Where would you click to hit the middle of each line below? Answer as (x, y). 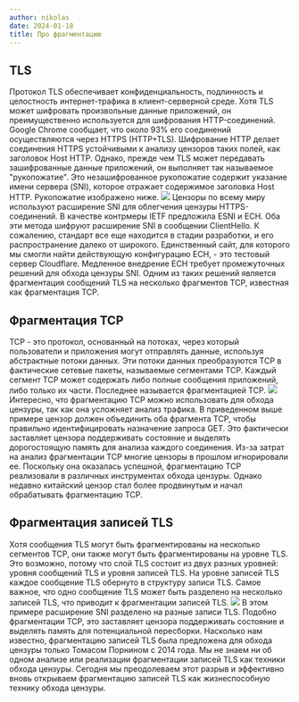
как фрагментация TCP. (54, 292)
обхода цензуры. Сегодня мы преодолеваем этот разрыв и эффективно (147, 669)
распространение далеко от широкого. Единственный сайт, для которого (150, 245)
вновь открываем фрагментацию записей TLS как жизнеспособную (140, 678)
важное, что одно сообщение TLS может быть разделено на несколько (146, 591)
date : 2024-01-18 (42, 26)
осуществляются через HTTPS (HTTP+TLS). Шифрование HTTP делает (145, 139)
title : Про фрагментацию (55, 34)
